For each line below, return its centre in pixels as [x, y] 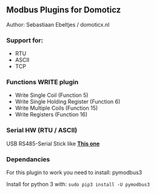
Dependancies [28, 159]
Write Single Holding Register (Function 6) [68, 102]
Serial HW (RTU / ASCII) [42, 130]
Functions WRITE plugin [42, 82]
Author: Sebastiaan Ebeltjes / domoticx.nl [58, 24]
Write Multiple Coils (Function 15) [56, 108]
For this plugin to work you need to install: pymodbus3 [74, 172]
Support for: [25, 40]
